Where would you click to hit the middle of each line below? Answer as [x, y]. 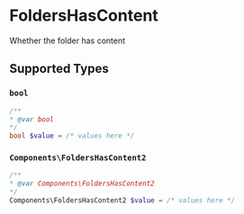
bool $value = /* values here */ [72, 136]
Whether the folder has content [68, 40]
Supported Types [59, 69]
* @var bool [32, 119]
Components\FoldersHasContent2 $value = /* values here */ [122, 201]
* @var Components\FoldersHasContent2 [82, 184]
